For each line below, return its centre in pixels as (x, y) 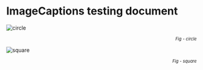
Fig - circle (186, 39)
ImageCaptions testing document (92, 11)
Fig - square (184, 61)
